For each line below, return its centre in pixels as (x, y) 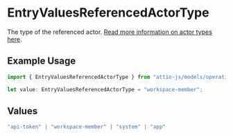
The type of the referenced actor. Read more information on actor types (110, 32)
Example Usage (42, 61)
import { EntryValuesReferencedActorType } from (79, 77)
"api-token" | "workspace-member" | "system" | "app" (87, 127)
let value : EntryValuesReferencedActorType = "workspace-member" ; (105, 89)
